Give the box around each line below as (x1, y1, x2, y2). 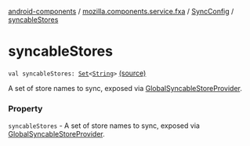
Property (8, 103, 43, 114)
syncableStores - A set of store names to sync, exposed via (8, 121, 200, 130)
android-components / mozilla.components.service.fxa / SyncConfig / (8, 7, 234, 16)
